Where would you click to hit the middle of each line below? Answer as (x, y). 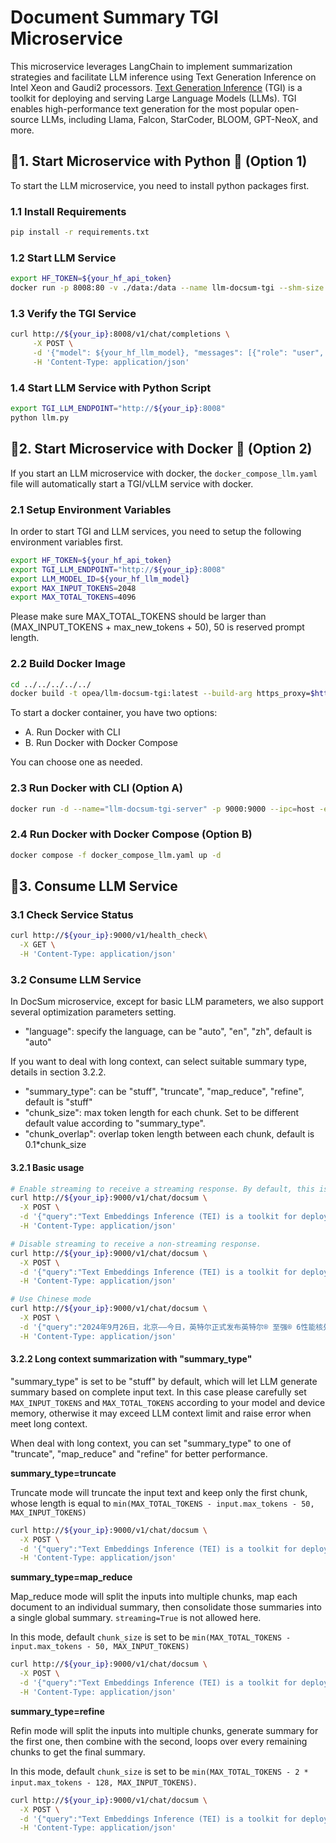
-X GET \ (37, 945)
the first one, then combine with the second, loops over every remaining (159, 1741)
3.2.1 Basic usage (47, 1167)
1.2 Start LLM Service (63, 258)
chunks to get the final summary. (78, 1752)
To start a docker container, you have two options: (114, 713)
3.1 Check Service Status (72, 914)
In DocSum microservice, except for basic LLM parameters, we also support (167, 1002)
